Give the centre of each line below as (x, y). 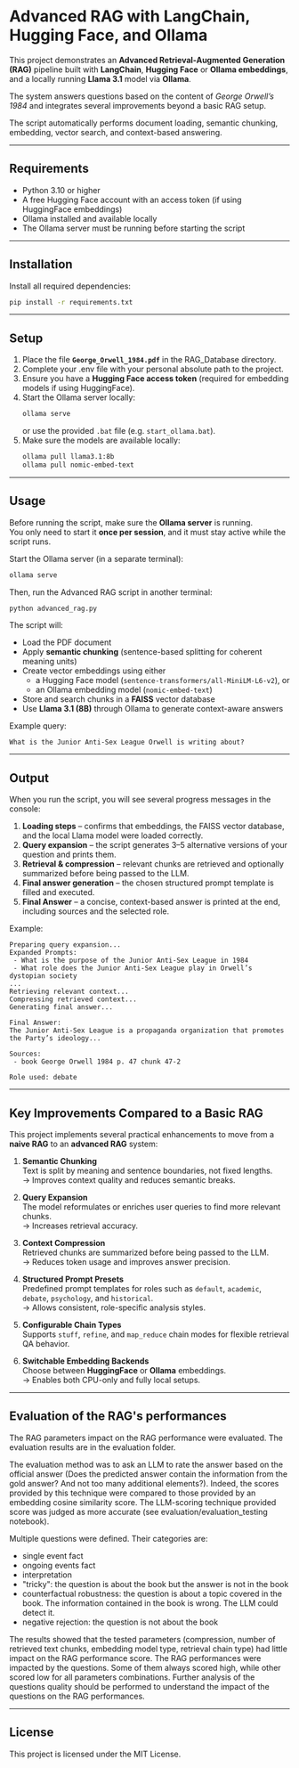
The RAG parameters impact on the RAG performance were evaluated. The (146, 1438)
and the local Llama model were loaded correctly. (113, 835)
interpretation (47, 1575)
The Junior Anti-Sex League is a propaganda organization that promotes (147, 1031)
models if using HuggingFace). (78, 388)
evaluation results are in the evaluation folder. (93, 1447)
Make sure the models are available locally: (101, 440)
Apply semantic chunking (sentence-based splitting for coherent (142, 652)
